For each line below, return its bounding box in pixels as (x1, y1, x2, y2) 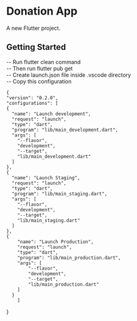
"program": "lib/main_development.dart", (12, 127, 119, 133)
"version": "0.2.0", (6, 94, 59, 101)
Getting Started (6, 42, 66, 52)
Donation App (6, 4, 78, 18)
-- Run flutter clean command (6, 58, 81, 65)
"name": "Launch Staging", (12, 175, 80, 181)
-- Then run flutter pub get (6, 65, 73, 72)
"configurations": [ (6, 100, 59, 106)
